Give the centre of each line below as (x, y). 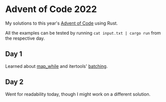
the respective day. (25, 38)
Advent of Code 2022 (51, 9)
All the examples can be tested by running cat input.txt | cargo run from (83, 33)
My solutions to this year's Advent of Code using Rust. (62, 23)
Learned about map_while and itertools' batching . (57, 66)
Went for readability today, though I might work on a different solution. (78, 94)
